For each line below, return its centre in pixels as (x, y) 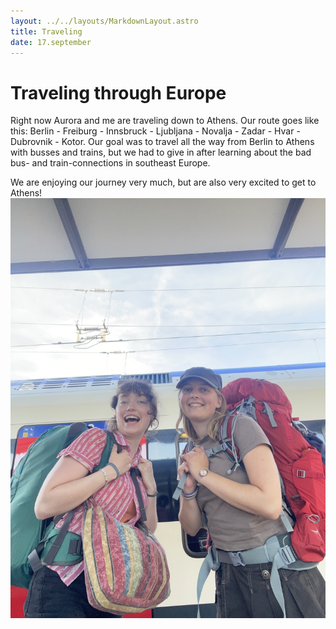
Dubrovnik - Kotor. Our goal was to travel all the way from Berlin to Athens (162, 142)
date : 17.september (51, 42)
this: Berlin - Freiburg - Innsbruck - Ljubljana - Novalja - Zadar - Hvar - (155, 131)
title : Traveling (46, 31)
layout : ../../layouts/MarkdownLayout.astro (104, 21)
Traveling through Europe (118, 92)
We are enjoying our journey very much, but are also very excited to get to (163, 182)
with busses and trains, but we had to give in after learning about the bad (161, 152)
